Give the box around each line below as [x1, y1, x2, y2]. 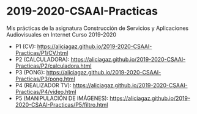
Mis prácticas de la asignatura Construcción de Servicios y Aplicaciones [6, 24, 189, 32]
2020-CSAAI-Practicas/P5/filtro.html [15, 101, 108, 108]
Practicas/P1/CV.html [15, 49, 69, 56]
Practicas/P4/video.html [15, 88, 76, 95]
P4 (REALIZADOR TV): [15, 81, 72, 89]
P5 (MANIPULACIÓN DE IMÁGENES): [15, 94, 109, 102]
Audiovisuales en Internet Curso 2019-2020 [6, 30, 117, 38]
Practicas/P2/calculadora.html [15, 62, 92, 69]
